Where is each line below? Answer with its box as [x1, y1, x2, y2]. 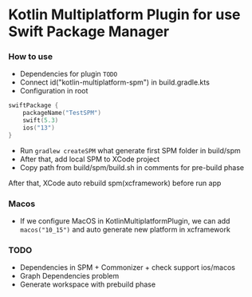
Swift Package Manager [8, 22, 170, 41]
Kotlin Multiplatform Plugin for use [8, 6, 241, 24]
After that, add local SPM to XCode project [19, 154, 160, 164]
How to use [8, 51, 53, 62]
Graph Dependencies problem [19, 271, 120, 281]
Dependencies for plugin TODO [19, 69, 118, 79]
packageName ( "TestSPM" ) [22, 109, 102, 117]
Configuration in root [19, 86, 89, 96]
